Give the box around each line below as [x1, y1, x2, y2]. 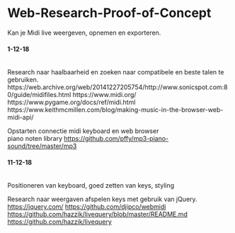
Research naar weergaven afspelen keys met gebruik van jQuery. [7, 195, 197, 203]
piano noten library [7, 135, 62, 143]
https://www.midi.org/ [72, 91, 137, 99]
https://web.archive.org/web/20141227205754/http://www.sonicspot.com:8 [7, 83, 228, 91]
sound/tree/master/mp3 [7, 142, 77, 150]
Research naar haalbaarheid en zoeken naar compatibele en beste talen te [7, 68, 224, 76]
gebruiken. [7, 76, 39, 84]
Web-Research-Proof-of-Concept [7, 5, 212, 21]
